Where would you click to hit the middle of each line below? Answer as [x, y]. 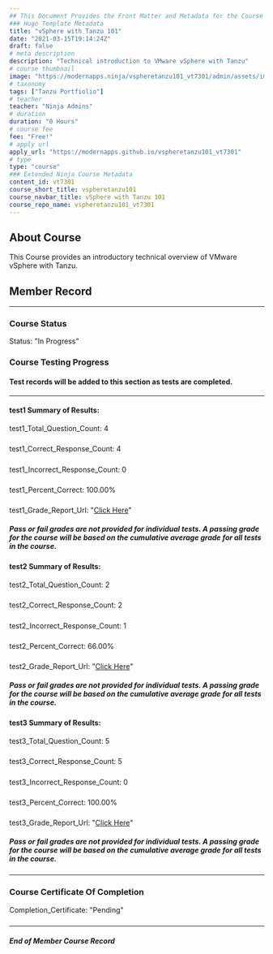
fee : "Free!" [31, 136]
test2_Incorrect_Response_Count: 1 [68, 625]
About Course [45, 237]
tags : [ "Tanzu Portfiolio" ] [57, 91]
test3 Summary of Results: [55, 723]
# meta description [42, 54]
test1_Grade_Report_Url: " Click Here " [70, 510]
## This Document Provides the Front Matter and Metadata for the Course [136, 16]
